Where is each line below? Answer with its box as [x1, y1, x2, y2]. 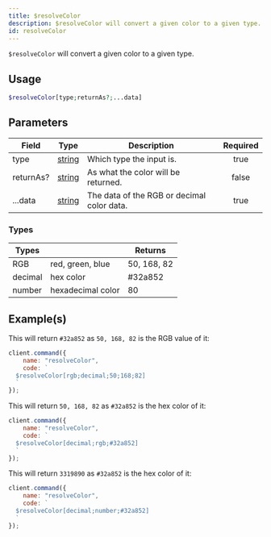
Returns [135, 245, 167, 256]
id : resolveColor [8, 27, 67, 35]
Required [223, 139, 259, 151]
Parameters [8, 116, 69, 130]
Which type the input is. [87, 153, 177, 164]
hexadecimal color [50, 285, 120, 296]
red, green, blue [50, 259, 110, 270]
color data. [87, 199, 128, 210]
